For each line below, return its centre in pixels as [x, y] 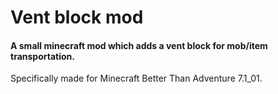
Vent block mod [77, 17]
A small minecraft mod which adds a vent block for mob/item [139, 45]
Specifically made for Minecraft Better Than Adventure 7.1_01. [136, 78]
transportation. [42, 56]
